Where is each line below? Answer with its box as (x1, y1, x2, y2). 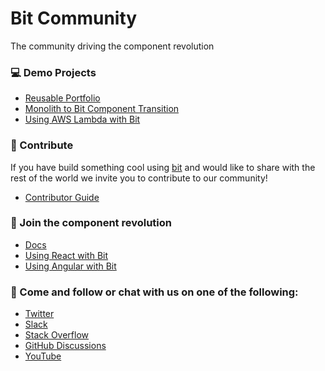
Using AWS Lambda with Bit (24, 113, 141, 126)
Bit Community (10, 7, 138, 30)
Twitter (24, 308, 55, 320)
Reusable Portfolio (24, 92, 101, 104)
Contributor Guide (24, 191, 100, 203)
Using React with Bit (24, 249, 109, 261)
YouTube (24, 350, 62, 362)
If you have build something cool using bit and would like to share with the (10, 161, 316, 173)
